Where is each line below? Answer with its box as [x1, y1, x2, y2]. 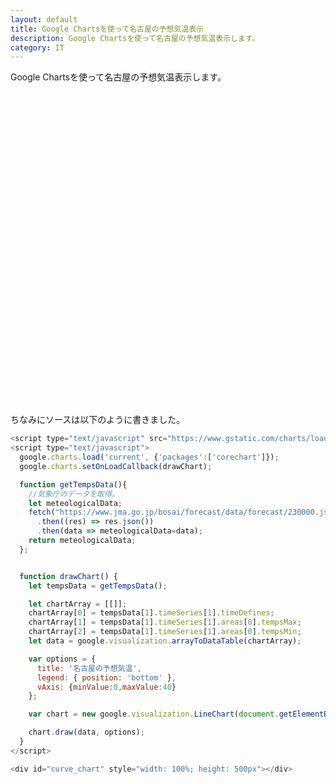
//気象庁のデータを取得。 [28, 489, 120, 499]
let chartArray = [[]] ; [28, 599, 128, 609]
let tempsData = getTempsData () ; [28, 581, 168, 591]
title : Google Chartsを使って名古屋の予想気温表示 [10, 24, 205, 34]
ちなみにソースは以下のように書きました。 [10, 414, 186, 426]
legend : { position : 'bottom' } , [36, 672, 177, 683]
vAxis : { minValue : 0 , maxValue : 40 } [36, 682, 177, 692]
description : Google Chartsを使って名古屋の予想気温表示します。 [10, 33, 260, 43]
